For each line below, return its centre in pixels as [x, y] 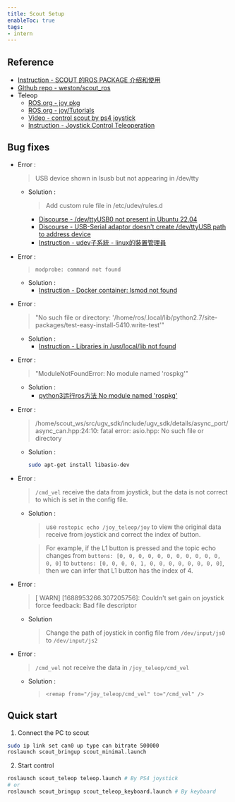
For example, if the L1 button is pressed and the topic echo [131, 548]
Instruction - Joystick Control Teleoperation [91, 126]
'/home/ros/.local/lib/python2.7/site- [165, 317]
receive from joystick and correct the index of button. [123, 534]
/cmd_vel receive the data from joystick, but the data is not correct [131, 492]
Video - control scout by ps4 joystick [82, 118]
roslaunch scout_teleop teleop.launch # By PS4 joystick [93, 779]
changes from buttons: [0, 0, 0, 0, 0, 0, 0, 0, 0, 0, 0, [133, 555]
